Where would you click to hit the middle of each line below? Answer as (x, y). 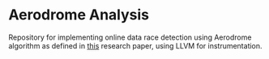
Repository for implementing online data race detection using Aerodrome (130, 37)
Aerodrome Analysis (79, 15)
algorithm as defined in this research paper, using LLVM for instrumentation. (135, 45)
